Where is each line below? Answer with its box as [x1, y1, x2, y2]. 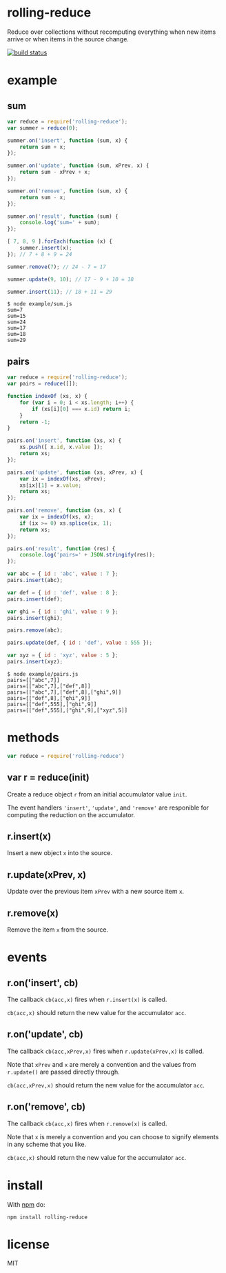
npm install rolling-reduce [7, 1214, 88, 1221]
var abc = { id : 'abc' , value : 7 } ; [7, 570, 119, 577]
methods [7, 730, 60, 745]
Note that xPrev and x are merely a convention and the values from [7, 1060, 196, 1068]
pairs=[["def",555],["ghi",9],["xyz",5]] [7, 707, 128, 714]
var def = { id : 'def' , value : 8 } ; [7, 589, 119, 596]
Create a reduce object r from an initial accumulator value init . [7, 790, 187, 798]
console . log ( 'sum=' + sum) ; [19, 219, 100, 226]
